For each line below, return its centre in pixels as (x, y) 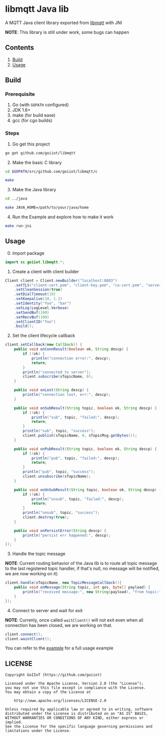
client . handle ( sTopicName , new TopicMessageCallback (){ (63, 583)
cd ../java (16, 199)
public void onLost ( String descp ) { (52, 390)
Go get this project (31, 144)
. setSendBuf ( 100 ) (32, 312)
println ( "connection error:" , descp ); (71, 358)
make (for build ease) (34, 115)
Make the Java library (34, 190)
